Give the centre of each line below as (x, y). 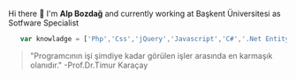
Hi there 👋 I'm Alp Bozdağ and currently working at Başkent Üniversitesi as (144, 14)
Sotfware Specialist (44, 23)
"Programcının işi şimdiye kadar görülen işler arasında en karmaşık (151, 55)
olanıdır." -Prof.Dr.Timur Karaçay (89, 65)
